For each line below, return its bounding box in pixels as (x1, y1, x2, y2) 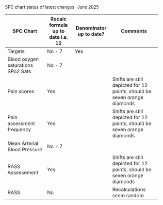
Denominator (76, 25, 107, 31)
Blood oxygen (7, 56, 39, 63)
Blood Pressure (7, 146, 43, 153)
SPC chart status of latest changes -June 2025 (5, 4, 99, 10)
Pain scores (7, 88, 34, 95)
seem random (112, 192, 144, 199)
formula (49, 22, 68, 28)
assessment (7, 120, 35, 126)
